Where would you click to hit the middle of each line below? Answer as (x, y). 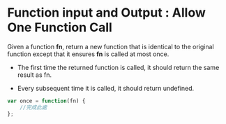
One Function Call (60, 27)
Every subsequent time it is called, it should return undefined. (106, 88)
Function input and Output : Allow (106, 13)
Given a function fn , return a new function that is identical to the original (111, 46)
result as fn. (35, 75)
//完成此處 (33, 107)
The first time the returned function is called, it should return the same (118, 67)
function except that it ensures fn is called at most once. (88, 54)
